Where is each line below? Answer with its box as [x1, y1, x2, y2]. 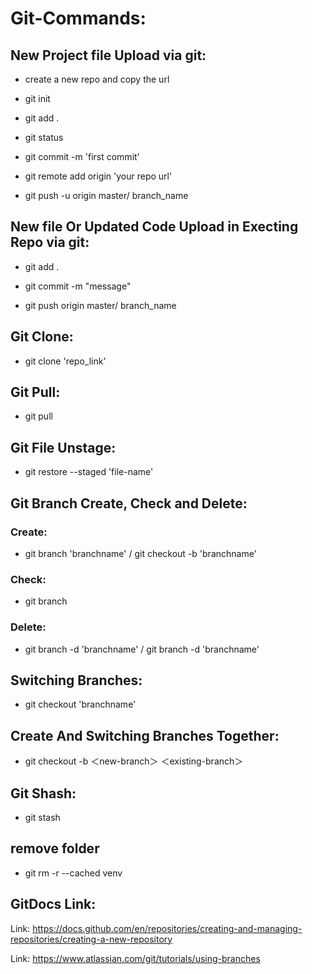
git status [24, 132, 64, 143]
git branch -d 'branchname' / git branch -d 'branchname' [24, 643, 260, 655]
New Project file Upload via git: [10, 47, 207, 64]
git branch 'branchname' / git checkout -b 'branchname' [24, 547, 257, 559]
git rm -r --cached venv [24, 867, 123, 879]
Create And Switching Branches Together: [10, 727, 280, 744]
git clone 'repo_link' [24, 355, 107, 367]
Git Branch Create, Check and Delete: [10, 495, 248, 512]
